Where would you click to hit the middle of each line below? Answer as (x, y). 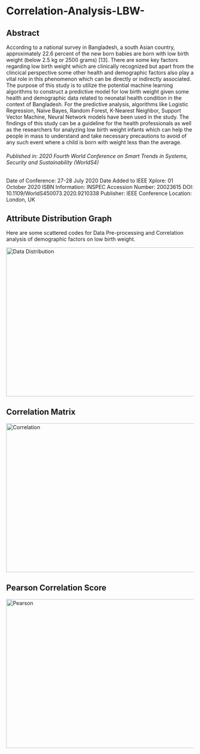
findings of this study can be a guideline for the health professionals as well (99, 123)
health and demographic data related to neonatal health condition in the (94, 98)
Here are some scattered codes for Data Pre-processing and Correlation (95, 233)
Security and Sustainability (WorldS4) (53, 162)
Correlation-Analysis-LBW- (76, 11)
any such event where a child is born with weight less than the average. (94, 142)
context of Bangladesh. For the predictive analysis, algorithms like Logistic (97, 104)
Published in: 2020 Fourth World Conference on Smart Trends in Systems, (97, 156)
